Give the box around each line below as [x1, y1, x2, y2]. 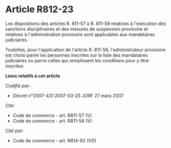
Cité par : [5, 128, 24, 134]
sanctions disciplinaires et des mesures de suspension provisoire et [5, 26, 148, 32]
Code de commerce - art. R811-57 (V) [12, 112, 92, 118]
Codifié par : [5, 83, 31, 89]
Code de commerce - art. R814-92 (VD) [12, 137, 97, 143]
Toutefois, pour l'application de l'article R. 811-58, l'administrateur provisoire [5, 46, 166, 53]
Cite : [5, 102, 15, 108]
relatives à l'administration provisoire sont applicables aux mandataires [5, 31, 155, 37]
